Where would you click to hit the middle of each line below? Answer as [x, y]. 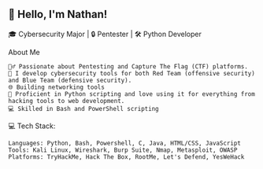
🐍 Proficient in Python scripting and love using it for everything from [132, 94]
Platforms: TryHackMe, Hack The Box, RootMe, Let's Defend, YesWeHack [126, 157]
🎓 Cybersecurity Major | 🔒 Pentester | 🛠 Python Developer [105, 34]
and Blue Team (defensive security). [70, 80]
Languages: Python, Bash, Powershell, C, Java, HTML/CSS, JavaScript [125, 143]
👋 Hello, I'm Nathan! [58, 15]
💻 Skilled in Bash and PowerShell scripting [83, 108]
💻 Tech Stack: [32, 126]
